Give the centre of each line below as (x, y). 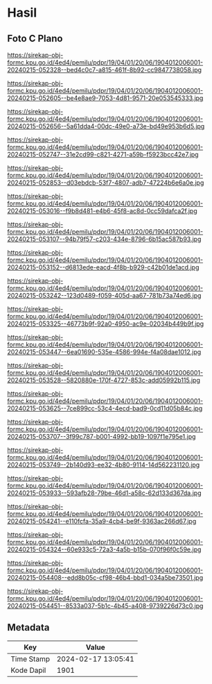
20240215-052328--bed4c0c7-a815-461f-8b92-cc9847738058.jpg (105, 70)
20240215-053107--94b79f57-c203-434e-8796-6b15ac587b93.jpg (104, 239)
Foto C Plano (35, 39)
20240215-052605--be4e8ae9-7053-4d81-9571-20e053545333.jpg (105, 98)
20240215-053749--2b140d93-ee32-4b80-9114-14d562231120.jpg (104, 465)
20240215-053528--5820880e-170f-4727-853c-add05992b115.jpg (104, 380)
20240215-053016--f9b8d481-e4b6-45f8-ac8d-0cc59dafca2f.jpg (102, 211)
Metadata (28, 627)
